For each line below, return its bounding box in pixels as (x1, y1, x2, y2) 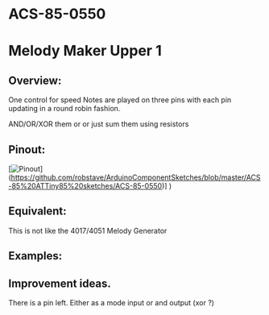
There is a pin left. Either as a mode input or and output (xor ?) (8, 298, 215, 308)
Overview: (8, 73, 62, 87)
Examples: (8, 249, 63, 263)
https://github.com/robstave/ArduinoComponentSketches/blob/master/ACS (10, 172, 261, 182)
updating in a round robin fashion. (8, 104, 121, 114)
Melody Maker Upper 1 (8, 42, 163, 60)
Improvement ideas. (8, 276, 111, 290)
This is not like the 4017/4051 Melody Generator (8, 226, 168, 235)
